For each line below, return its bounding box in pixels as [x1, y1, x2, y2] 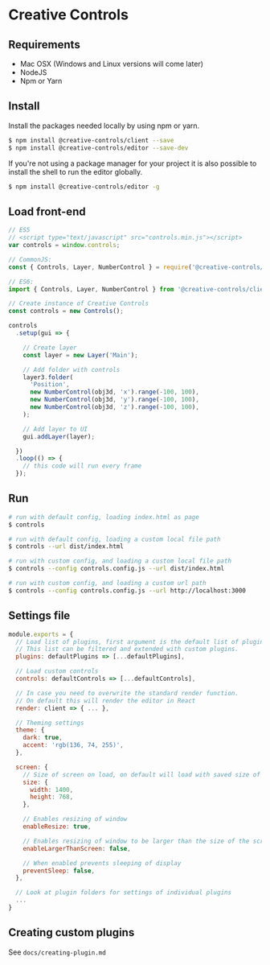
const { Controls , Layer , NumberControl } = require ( [8, 263, 193, 271]
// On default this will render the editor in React [15, 696, 196, 705]
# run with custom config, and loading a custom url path [8, 579, 207, 588]
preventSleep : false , [22, 867, 95, 875]
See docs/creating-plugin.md [8, 947, 106, 957]
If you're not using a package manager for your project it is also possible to [8, 159, 257, 168]
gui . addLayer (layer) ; [22, 432, 95, 440]
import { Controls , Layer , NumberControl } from [8, 285, 174, 293]
